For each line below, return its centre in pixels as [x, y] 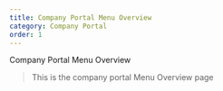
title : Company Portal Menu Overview [81, 18]
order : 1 [26, 34]
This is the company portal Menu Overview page [123, 77]
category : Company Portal [58, 26]
